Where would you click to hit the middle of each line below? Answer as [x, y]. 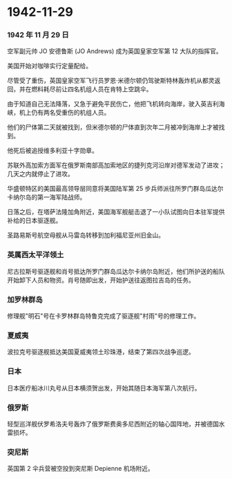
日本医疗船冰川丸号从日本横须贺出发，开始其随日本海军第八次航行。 [104, 388]
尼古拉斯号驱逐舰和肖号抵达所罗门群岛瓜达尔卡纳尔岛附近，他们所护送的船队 [116, 271]
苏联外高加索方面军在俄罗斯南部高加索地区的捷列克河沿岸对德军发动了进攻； [116, 165]
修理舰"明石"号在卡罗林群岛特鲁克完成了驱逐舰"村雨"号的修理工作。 [104, 316]
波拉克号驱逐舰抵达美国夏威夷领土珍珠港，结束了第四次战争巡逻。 [101, 352]
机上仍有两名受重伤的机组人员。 [65, 113]
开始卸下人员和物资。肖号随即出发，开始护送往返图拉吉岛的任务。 [101, 280]
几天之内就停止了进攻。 [40, 174]
